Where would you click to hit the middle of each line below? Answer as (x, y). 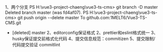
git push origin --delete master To (51, 18)
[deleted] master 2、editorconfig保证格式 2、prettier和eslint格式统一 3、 (85, 32)
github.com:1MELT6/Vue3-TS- (117, 18)
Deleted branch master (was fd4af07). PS (47, 13)
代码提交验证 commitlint (36, 45)
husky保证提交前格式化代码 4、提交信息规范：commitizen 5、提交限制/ (83, 39)
